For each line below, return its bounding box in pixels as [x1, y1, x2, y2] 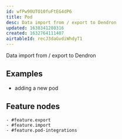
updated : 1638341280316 [6, 25, 65, 31]
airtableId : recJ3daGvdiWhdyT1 [6, 36, 83, 42]
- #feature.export [6, 117, 51, 123]
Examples [6, 69, 43, 79]
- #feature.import [6, 122, 51, 128]
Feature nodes [6, 101, 60, 111]
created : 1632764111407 [6, 30, 65, 36]
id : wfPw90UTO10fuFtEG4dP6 [6, 8, 72, 15]
